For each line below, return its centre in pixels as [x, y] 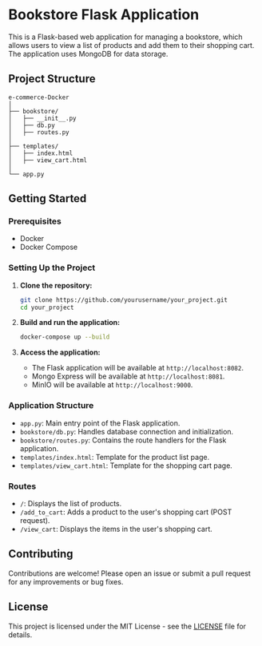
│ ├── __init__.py [43, 118]
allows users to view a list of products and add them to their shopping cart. [131, 45]
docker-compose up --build [65, 337]
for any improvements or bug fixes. [66, 581]
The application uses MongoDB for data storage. [88, 54]
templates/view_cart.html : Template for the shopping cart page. [126, 466]
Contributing [41, 554]
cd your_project [47, 307]
